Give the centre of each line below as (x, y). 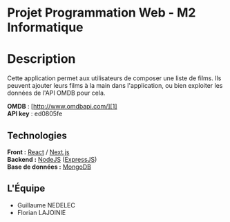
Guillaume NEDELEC (46, 205)
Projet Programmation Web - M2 (102, 13)
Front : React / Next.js (38, 152)
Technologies (37, 135)
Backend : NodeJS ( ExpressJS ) (52, 159)
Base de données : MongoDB (49, 167)
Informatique (46, 27)
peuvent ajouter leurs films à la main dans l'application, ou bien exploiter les (115, 86)
